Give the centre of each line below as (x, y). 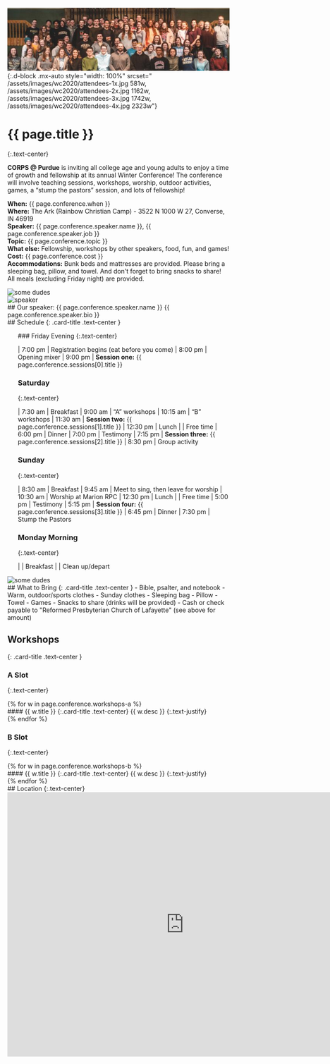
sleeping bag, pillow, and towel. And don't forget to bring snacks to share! (115, 271)
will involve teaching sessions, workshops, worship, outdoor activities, (109, 183)
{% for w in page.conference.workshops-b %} (75, 766)
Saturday (33, 383)
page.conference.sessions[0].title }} (70, 365)
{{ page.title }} (51, 134)
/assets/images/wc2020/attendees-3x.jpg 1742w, (79, 99)
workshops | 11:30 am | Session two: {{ (75, 420)
